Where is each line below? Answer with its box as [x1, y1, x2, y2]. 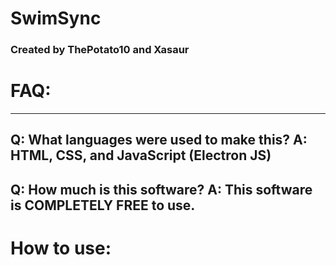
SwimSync [10, 7, 102, 30]
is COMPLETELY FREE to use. [10, 197, 196, 214]
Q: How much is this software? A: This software [10, 181, 313, 198]
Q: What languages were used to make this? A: [10, 132, 308, 149]
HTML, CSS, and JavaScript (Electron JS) [10, 147, 272, 164]
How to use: [10, 237, 112, 260]
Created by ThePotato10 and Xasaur [10, 43, 190, 57]
